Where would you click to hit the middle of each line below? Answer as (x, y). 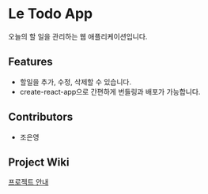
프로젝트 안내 (28, 182)
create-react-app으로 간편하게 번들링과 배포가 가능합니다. (110, 91)
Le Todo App (51, 14)
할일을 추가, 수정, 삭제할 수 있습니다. (76, 82)
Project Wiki (39, 162)
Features (30, 62)
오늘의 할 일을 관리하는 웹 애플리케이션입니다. (78, 36)
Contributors (41, 117)
